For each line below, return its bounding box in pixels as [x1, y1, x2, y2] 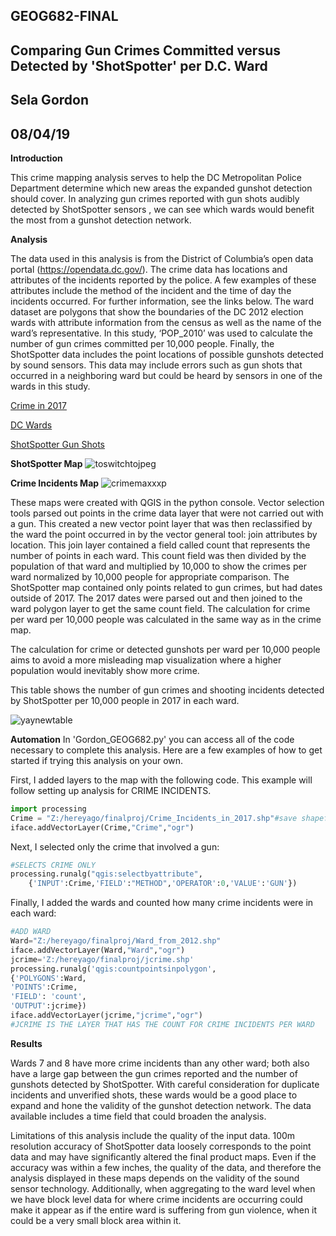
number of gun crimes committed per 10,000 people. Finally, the [10, 337, 275, 349]
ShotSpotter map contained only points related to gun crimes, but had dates [10, 581, 323, 593]
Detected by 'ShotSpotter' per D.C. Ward [10, 57, 268, 74]
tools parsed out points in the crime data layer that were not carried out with [10, 507, 324, 519]
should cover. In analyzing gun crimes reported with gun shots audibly [10, 192, 300, 204]
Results [10, 1037, 43, 1049]
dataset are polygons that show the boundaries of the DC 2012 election [10, 305, 304, 318]
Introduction [10, 152, 63, 164]
